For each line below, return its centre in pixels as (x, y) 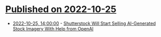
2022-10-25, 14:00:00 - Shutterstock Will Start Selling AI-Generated (84, 23)
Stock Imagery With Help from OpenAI (53, 28)
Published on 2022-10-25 (61, 9)
